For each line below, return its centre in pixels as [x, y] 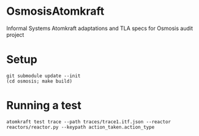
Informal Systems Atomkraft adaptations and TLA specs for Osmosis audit [99, 28]
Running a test [44, 106]
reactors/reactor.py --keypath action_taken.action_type [81, 127]
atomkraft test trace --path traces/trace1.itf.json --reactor [89, 122]
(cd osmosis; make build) [39, 81]
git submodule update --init [43, 76]
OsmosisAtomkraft [55, 11]
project [15, 34]
